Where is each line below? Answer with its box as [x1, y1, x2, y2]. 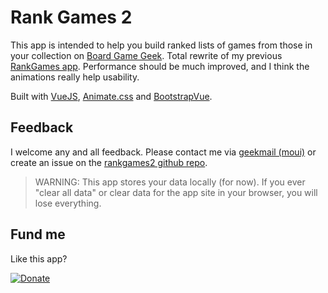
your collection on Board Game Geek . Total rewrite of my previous [10, 49, 283, 61]
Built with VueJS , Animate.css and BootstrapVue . [10, 90, 213, 102]
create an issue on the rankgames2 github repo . [10, 156, 208, 168]
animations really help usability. [10, 71, 140, 83]
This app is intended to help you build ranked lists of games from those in [10, 39, 313, 51]
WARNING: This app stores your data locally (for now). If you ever [34, 176, 306, 188]
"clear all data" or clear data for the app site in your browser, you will [34, 186, 318, 198]
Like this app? [10, 252, 68, 265]
